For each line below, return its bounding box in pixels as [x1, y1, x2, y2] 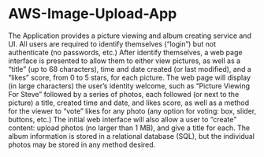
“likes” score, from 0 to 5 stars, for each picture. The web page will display [8, 73, 251, 82]
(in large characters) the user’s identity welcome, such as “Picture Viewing [8, 80, 251, 91]
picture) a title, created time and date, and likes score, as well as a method [8, 98, 250, 107]
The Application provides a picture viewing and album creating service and [8, 31, 252, 40]
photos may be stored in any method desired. [8, 140, 156, 149]
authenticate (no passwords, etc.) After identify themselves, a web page [8, 47, 243, 57]
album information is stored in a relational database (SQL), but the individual [8, 131, 255, 140]
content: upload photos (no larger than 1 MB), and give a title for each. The [8, 123, 251, 133]
